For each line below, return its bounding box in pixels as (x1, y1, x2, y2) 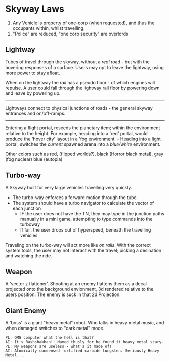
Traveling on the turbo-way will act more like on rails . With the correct (5, 242, 151, 248)
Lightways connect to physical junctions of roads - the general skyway (5, 105, 153, 111)
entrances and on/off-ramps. (5, 110, 66, 116)
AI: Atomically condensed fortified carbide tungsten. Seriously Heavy (5, 348, 159, 353)
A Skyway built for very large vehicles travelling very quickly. (5, 184, 133, 190)
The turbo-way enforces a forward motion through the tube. (12, 194, 138, 201)
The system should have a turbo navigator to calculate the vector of (12, 200, 154, 206)
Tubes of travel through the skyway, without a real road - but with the (5, 59, 150, 65)
